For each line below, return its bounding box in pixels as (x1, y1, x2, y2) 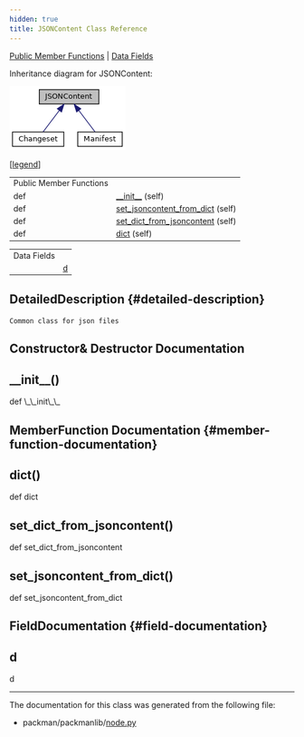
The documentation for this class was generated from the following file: (9, 700, 276, 711)
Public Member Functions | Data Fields (9, 50, 154, 61)
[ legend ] (9, 159, 42, 170)
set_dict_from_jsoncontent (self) (116, 216, 237, 226)
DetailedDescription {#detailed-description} (9, 291, 265, 307)
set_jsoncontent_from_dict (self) (116, 202, 237, 213)
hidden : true (9, 15, 59, 24)
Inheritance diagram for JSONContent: (9, 68, 153, 79)
